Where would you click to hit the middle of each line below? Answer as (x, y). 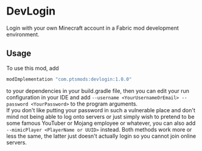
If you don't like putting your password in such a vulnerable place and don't (101, 110)
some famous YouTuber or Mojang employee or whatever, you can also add (101, 123)
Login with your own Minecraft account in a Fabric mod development (93, 28)
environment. (23, 34)
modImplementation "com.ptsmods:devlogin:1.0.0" (69, 79)
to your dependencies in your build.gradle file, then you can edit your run (98, 91)
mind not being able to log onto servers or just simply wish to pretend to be (100, 116)
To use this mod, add (33, 68)
